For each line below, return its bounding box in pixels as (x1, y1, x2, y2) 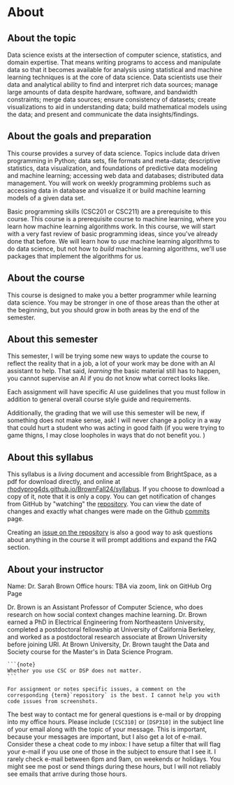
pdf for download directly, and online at (7, 478, 121, 486)
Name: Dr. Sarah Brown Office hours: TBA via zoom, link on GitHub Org (7, 582, 212, 590)
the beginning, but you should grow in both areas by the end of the (7, 305, 200, 314)
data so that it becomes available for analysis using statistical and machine (7, 66, 222, 74)
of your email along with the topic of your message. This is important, (7, 725, 207, 734)
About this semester (7, 333, 98, 345)
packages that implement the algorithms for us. (7, 251, 143, 260)
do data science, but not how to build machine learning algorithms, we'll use (7, 244, 227, 253)
